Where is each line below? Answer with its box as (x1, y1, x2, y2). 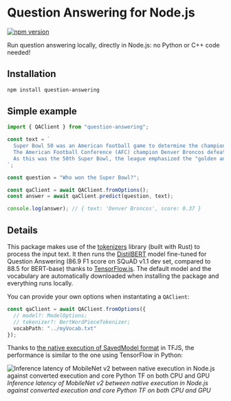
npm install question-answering (7, 86, 100, 94)
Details (7, 224, 38, 236)
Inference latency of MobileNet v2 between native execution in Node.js (7, 379, 208, 387)
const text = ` (7, 136, 51, 143)
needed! (7, 48, 31, 56)
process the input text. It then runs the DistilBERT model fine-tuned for (7, 250, 207, 258)
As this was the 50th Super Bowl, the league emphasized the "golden (13, 155, 217, 162)
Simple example (7, 105, 78, 118)
